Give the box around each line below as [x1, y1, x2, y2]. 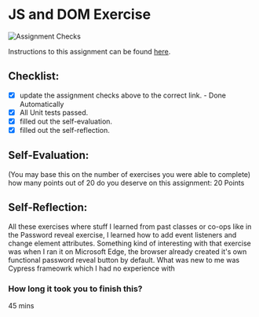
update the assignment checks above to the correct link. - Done [19, 90, 226, 100]
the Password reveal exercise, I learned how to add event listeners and [8, 230, 237, 239]
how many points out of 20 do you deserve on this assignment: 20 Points [8, 178, 245, 187]
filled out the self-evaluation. [19, 116, 112, 126]
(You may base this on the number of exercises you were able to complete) [8, 169, 251, 179]
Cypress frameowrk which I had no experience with [8, 264, 175, 273]
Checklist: [8, 69, 60, 83]
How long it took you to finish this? [8, 283, 143, 294]
